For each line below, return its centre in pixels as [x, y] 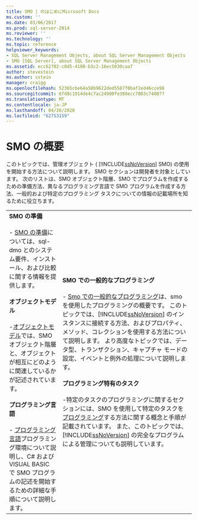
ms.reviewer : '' [26, 34]
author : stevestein [30, 72]
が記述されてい [30, 380]
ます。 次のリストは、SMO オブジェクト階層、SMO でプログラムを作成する [97, 179]
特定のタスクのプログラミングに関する [119, 400]
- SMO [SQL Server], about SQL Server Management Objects [79, 61]
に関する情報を [30, 277]
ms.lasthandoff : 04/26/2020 [41, 110]
